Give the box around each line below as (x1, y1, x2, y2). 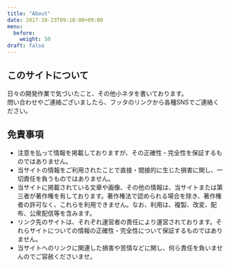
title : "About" (7, 10, 51, 17)
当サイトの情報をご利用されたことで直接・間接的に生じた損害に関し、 (17, 165, 218, 174)
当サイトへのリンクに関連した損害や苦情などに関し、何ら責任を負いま (17, 243, 218, 252)
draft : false (7, 42, 45, 49)
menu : (7, 23, 23, 30)
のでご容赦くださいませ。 (23, 252, 97, 260)
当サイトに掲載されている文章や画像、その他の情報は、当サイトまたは (17, 183, 218, 191)
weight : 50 (19, 36, 51, 43)
